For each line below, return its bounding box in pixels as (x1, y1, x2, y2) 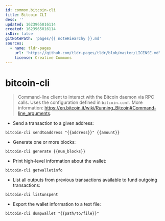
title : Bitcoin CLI (5, 12, 47, 17)
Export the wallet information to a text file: (12, 201, 101, 207)
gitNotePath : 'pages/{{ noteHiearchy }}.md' (5, 36, 102, 41)
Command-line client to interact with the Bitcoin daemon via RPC (17, 94, 154, 100)
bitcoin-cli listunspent (5, 192, 58, 197)
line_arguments (17, 110, 50, 117)
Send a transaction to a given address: (12, 120, 94, 126)
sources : (5, 41, 24, 46)
